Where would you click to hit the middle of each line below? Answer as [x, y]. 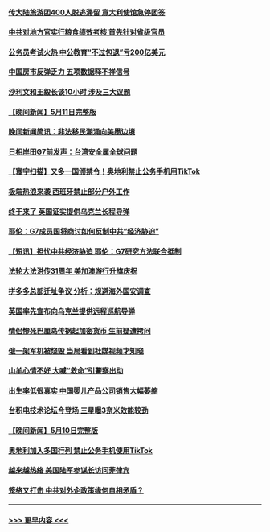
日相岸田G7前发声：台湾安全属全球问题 [73, 151]
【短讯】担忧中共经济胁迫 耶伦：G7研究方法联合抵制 [95, 251]
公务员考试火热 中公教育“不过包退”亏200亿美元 [87, 52]
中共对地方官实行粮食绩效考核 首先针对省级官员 [87, 32]
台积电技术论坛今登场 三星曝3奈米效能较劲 [78, 410]
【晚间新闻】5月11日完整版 [52, 112]
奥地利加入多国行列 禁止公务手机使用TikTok [80, 450]
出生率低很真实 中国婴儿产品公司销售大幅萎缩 [83, 390]
